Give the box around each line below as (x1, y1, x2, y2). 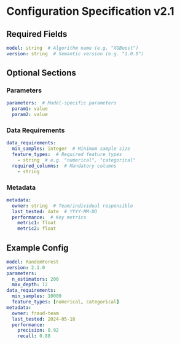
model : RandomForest (6, 259, 60, 265)
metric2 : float (17, 225, 57, 232)
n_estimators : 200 (12, 276, 60, 282)
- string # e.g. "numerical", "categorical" (17, 157, 136, 163)
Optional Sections (6, 68, 77, 78)
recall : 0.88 (17, 333, 51, 339)
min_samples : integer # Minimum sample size (12, 146, 131, 152)
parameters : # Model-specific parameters (6, 100, 117, 106)
